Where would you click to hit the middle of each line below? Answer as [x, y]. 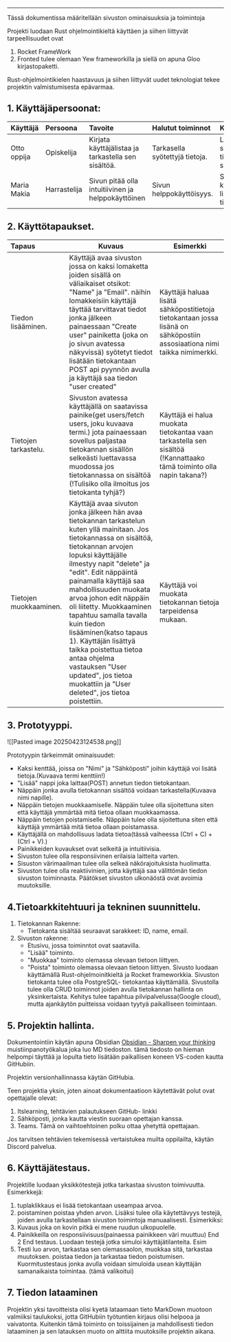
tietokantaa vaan [186, 432]
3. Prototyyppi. [40, 726]
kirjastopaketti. [38, 66]
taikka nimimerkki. [189, 352]
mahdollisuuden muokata [110, 589]
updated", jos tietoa [101, 675]
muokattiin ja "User [100, 683]
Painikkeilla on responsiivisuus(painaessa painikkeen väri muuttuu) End [118, 1234]
